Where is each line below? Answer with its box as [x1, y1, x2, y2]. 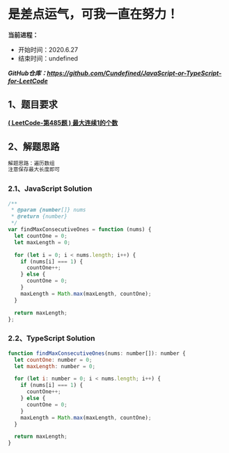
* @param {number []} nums [10, 207, 86, 214]
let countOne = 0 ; [14, 232, 68, 239]
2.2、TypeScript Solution [8, 333, 95, 343]
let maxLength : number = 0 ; [14, 363, 96, 369]
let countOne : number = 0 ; [14, 356, 93, 363]
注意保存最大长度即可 [8, 166, 60, 173]
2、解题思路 [8, 141, 60, 153]
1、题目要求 [8, 99, 58, 111]
